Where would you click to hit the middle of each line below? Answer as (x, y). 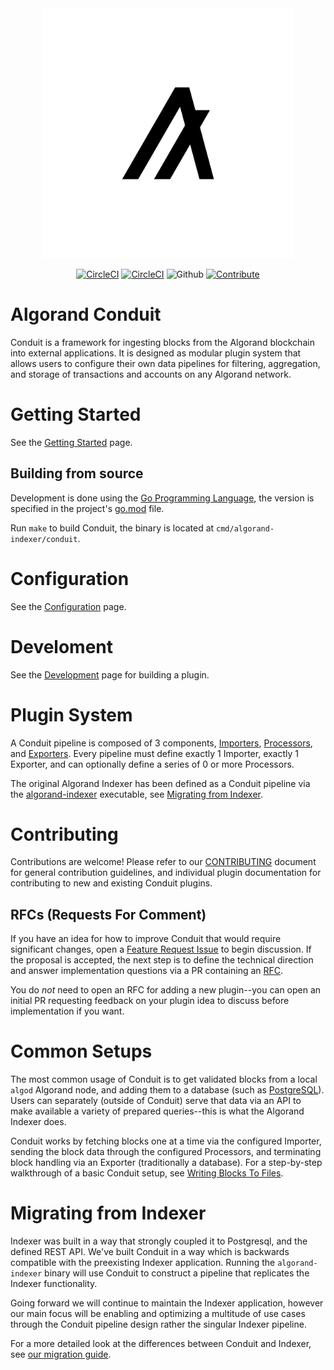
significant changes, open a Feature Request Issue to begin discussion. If (161, 949)
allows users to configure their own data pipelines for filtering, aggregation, (165, 363)
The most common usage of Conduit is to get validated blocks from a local (164, 1079)
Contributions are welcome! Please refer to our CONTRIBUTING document (163, 862)
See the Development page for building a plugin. (110, 674)
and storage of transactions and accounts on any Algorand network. (151, 374)
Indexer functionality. (54, 1284)
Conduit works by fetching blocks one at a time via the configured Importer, (166, 1141)
